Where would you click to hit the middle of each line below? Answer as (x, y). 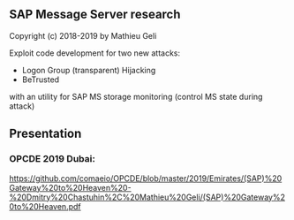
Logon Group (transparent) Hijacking (89, 70)
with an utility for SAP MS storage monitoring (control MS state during (136, 96)
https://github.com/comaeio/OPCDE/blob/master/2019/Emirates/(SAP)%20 (146, 178)
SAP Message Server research (95, 15)
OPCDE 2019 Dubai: (52, 159)
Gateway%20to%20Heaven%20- (70, 187)
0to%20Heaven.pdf (45, 206)
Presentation (45, 134)
